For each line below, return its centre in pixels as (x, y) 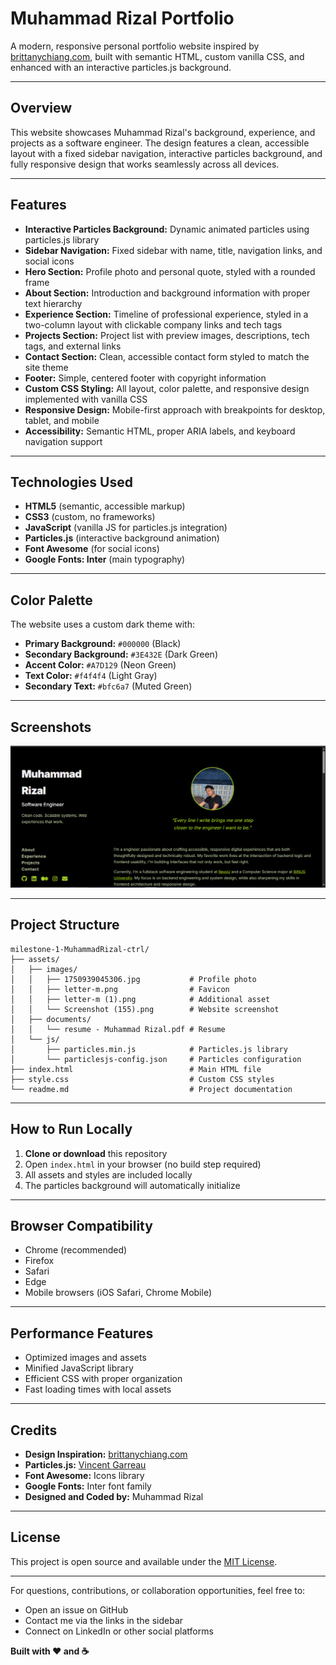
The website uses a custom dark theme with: (103, 624)
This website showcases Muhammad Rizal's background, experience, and (163, 132)
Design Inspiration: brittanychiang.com (106, 1454)
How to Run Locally (71, 1129)
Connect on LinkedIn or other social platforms (119, 1631)
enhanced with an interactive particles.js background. (121, 67)
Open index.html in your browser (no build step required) (143, 1164)
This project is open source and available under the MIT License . (144, 1561)
